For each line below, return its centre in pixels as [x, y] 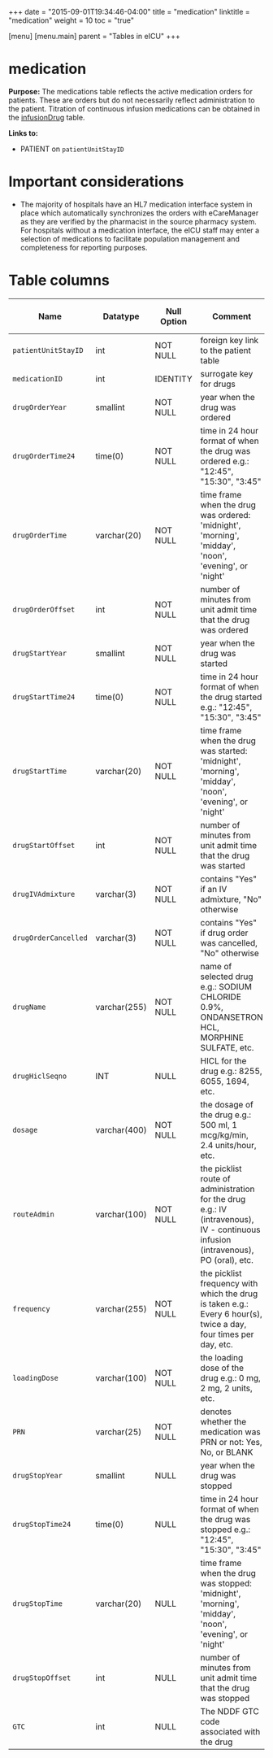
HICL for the [223, 1060]
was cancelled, [229, 942]
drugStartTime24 [44, 697]
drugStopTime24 [42, 1524]
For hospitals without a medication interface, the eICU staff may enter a [140, 230]
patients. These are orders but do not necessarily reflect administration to [132, 100]
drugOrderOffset [44, 609]
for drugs [218, 384]
